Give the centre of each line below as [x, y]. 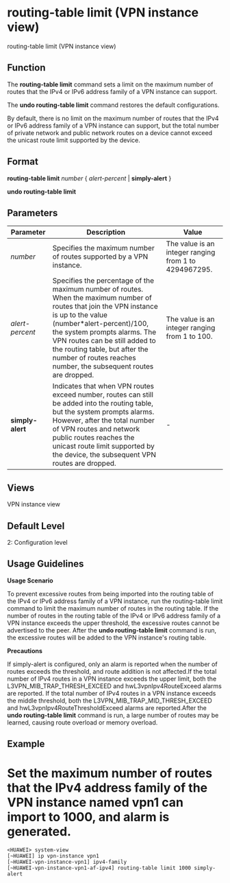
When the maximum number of [102, 298]
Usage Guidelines [46, 564]
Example [26, 744]
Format [23, 162]
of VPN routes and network [96, 429]
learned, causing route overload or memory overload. [82, 722]
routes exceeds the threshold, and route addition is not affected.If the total [112, 671]
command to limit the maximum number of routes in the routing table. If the [113, 608]
